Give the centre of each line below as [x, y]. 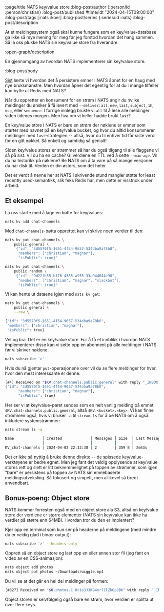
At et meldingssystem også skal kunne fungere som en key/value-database [81, 32]
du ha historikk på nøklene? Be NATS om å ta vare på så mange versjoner [79, 160]
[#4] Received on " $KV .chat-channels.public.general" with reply [73, 382]
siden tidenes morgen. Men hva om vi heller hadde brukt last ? [68, 116]
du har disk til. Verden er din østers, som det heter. [56, 166]
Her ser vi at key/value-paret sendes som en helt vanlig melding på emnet [79, 405]
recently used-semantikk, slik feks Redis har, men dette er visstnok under [79, 180]
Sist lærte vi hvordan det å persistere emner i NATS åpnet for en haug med [80, 80]
